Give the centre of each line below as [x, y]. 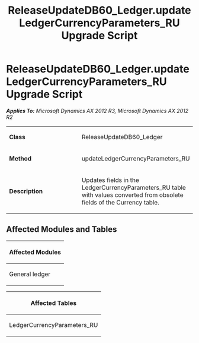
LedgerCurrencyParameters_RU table [134, 187]
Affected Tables [54, 303]
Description [26, 191]
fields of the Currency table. [121, 202]
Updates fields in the [110, 180]
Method [20, 158]
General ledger [30, 274]
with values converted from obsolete [132, 195]
